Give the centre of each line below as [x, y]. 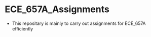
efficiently [23, 28]
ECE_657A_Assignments [57, 9]
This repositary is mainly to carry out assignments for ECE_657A [79, 23]
